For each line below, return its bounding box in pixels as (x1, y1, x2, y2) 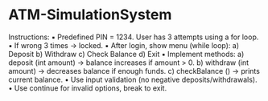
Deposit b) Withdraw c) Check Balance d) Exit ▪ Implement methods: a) (8, 49, 245, 59)
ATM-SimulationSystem (8, 6, 172, 24)
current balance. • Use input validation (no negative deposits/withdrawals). (8, 75, 258, 84)
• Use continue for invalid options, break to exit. (8, 83, 167, 93)
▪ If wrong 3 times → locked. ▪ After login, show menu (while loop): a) (8, 40, 240, 50)
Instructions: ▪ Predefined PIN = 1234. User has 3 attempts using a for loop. (8, 32, 259, 42)
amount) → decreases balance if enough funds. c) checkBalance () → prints (8, 66, 260, 75)
